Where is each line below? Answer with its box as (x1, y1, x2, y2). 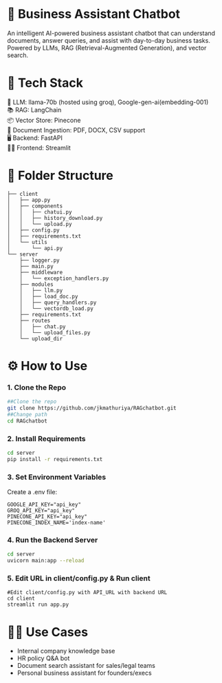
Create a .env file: (7, 488, 57, 496)
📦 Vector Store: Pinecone (7, 116, 81, 124)
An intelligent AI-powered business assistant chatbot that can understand (7, 29, 215, 37)
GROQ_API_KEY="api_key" (7, 507, 76, 514)
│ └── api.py (7, 245, 63, 252)
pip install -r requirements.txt (7, 456, 103, 462)
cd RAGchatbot (7, 417, 48, 425)
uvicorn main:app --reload (7, 558, 85, 564)
